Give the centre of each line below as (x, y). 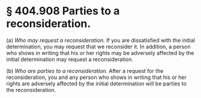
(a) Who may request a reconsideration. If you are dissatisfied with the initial (101, 40)
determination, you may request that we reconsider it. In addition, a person (98, 47)
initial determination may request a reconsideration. (70, 59)
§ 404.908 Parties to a (63, 11)
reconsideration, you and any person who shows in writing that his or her (97, 77)
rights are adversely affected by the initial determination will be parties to (97, 83)
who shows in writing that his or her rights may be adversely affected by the (100, 53)
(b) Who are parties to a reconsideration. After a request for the (85, 71)
